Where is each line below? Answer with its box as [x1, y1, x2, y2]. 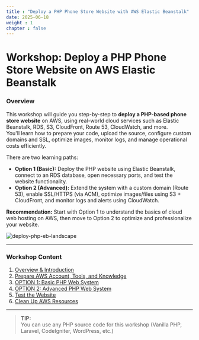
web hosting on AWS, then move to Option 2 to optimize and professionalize [6, 214, 192, 221]
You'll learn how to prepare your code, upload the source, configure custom [6, 129, 191, 136]
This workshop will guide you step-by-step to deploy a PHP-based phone [6, 110, 187, 117]
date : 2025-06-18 [6, 14, 49, 20]
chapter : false [6, 25, 46, 31]
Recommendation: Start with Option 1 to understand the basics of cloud [6, 208, 182, 215]
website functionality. [14, 177, 68, 185]
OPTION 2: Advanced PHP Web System [14, 285, 111, 293]
